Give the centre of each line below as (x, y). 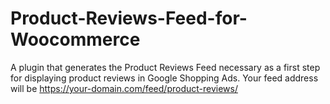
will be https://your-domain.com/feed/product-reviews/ (124, 88)
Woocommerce (75, 39)
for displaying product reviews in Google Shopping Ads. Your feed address (164, 78)
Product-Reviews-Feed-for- (129, 18)
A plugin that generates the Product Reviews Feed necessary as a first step (165, 67)
